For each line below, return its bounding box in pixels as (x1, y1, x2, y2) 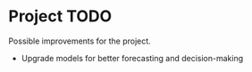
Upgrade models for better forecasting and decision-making (21, 52, 244, 63)
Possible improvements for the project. (8, 36, 151, 46)
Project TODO (8, 6, 113, 27)
